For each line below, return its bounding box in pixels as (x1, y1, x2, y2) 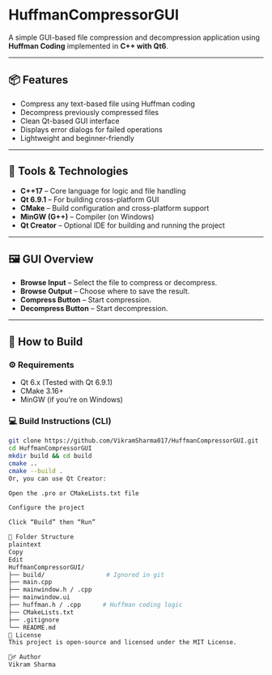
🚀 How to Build (8, 335, 83, 348)
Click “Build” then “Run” (8, 519, 96, 527)
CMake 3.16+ (19, 387, 64, 396)
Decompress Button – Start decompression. (19, 304, 168, 314)
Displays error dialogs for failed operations (19, 124, 164, 135)
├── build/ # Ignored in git (8, 570, 164, 579)
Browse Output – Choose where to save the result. (19, 286, 190, 297)
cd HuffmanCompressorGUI (8, 444, 92, 453)
